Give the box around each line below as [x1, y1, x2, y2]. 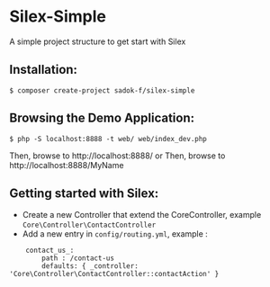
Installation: [9, 62, 78, 77]
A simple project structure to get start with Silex [9, 36, 186, 47]
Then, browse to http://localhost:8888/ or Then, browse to [9, 150, 226, 161]
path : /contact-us [41, 254, 115, 263]
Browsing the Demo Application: [9, 111, 195, 126]
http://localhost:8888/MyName [9, 159, 124, 170]
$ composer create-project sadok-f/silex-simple [9, 85, 195, 95]
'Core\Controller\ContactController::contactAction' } [9, 270, 220, 279]
